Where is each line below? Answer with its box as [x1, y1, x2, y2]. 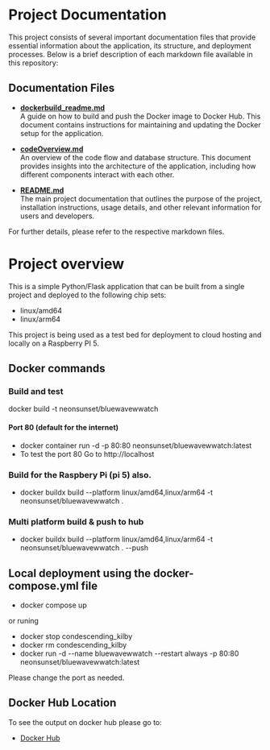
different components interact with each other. [19, 169, 175, 179]
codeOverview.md [19, 143, 84, 154]
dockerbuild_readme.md [19, 102, 106, 112]
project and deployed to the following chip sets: [8, 290, 167, 300]
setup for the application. [19, 128, 104, 138]
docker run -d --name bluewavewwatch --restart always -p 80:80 [19, 648, 239, 658]
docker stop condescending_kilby [19, 631, 133, 641]
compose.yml [8, 578, 79, 593]
